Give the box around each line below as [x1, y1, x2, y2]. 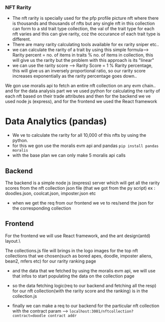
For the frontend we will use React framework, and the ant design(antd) [5, 232, 151, 239]
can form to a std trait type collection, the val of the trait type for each [12, 26, 155, 32]
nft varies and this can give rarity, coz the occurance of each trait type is [12, 31, 161, 37]
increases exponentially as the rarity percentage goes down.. [12, 73, 137, 79]
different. [12, 36, 31, 42]
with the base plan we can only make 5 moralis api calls [12, 153, 126, 159]
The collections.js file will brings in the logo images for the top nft [5, 247, 138, 254]
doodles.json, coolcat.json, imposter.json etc [5, 190, 96, 197]
